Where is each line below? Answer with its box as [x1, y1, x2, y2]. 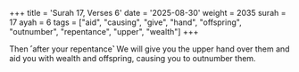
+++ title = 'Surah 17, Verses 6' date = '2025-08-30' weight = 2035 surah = [9, 8, 287, 18]
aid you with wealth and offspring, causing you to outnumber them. [9, 53, 256, 63]
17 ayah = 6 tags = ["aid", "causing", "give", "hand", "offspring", [9, 17, 243, 28]
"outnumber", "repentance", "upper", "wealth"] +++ [9, 27, 199, 36]
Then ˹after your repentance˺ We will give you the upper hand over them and [9, 44, 290, 54]
